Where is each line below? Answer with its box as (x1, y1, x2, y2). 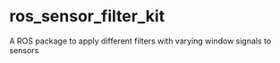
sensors (9, 44, 39, 55)
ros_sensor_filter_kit (9, 6, 165, 27)
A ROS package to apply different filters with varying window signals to (9, 35, 272, 46)
